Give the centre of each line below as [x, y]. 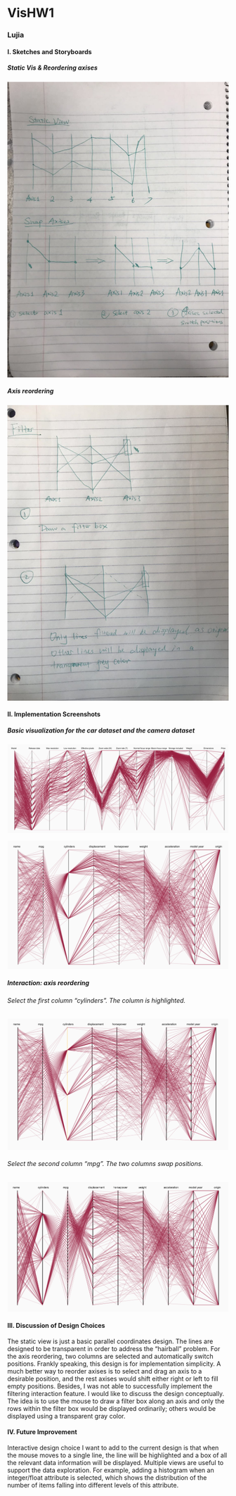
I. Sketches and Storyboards [50, 51]
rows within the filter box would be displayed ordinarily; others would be [112, 1408]
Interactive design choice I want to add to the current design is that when [113, 1447]
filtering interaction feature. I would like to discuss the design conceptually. [116, 1393]
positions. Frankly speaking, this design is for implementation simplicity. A [114, 1364]
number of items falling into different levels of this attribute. [93, 1485]
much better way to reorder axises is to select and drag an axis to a [105, 1371]
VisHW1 [31, 13]
